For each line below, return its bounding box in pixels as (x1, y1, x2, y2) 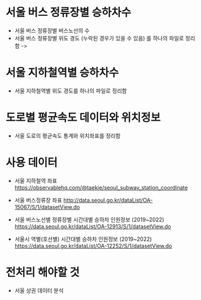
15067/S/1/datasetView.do (14, 203, 80, 210)
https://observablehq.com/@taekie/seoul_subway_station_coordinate (14, 184, 188, 191)
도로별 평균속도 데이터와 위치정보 (5, 111, 161, 125)
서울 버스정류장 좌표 (14, 196, 62, 204)
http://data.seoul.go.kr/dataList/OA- (63, 196, 153, 204)
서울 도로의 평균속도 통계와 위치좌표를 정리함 (14, 132, 121, 139)
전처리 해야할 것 (5, 265, 80, 279)
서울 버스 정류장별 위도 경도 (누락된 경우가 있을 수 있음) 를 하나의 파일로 (14, 34, 184, 41)
